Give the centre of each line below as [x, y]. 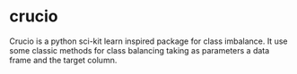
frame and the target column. [63, 60]
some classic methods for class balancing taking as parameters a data [140, 50]
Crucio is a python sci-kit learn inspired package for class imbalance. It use [148, 41]
